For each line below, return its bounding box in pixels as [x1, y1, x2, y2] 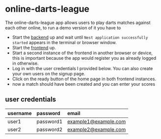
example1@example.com [67, 118, 126, 125]
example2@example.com [67, 126, 126, 133]
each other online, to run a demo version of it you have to [5, 24, 121, 30]
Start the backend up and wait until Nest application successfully [12, 34, 148, 40]
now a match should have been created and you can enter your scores [12, 81, 156, 87]
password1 [36, 118, 63, 125]
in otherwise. [12, 60, 39, 66]
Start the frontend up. [12, 45, 56, 50]
